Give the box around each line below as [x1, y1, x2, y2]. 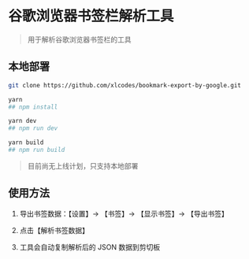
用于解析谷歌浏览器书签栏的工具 [27, 35, 132, 44]
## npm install [8, 103, 58, 111]
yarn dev [8, 117, 37, 125]
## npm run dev [8, 124, 58, 132]
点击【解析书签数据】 [19, 225, 89, 235]
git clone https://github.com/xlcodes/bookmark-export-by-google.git [8, 81, 242, 89]
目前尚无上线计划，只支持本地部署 [27, 161, 139, 170]
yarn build [8, 139, 44, 146]
